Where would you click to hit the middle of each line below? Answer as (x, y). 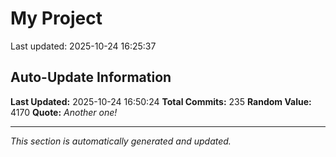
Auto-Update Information (91, 77)
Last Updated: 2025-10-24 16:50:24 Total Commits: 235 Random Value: (161, 101)
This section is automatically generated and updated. (121, 141)
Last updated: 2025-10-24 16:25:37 (83, 46)
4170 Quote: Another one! (64, 112)
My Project (56, 18)
